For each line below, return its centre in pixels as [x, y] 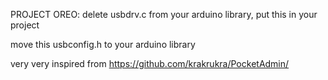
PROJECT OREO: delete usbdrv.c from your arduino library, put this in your [164, 14]
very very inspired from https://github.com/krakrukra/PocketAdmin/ [150, 63]
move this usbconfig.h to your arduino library [103, 44]
